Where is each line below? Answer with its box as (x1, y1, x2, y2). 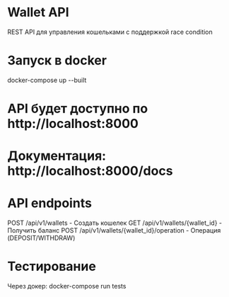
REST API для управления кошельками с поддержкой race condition (7, 28, 213, 36)
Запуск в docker (7, 52, 107, 69)
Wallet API (7, 4, 69, 21)
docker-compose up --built (7, 76, 87, 84)
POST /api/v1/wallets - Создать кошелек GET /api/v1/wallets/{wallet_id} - (7, 219, 223, 227)
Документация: (7, 148, 107, 164)
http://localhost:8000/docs (7, 163, 173, 179)
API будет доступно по (7, 100, 148, 117)
